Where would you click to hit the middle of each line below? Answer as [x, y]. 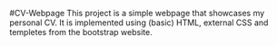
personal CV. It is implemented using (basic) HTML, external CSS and [139, 23]
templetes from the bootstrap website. [81, 32]
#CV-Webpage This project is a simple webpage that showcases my [137, 13]
